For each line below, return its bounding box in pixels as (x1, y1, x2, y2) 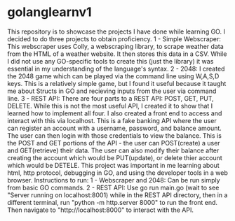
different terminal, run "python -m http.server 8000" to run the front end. (7, 198, 218, 206)
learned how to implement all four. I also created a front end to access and (7, 109, 222, 117)
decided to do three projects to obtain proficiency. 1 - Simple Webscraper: (7, 34, 221, 43)
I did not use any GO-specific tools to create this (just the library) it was (7, 57, 214, 65)
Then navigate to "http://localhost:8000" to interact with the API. (7, 206, 194, 214)
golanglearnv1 (7, 4, 93, 20)
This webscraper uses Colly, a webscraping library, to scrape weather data (7, 42, 224, 50)
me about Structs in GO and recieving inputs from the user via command (7, 87, 217, 95)
